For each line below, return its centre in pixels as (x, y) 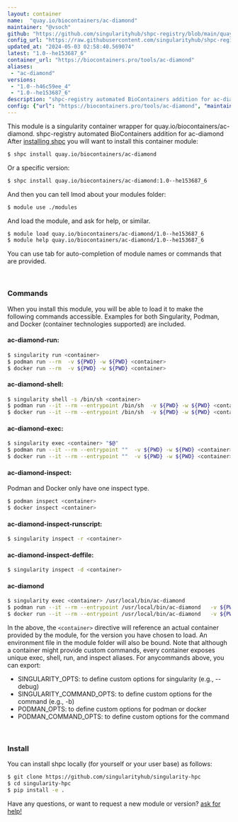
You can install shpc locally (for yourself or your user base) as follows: (110, 764)
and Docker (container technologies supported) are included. (97, 324)
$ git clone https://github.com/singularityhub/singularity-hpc (104, 777)
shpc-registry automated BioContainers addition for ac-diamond (130, 133)
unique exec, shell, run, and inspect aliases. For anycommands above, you (116, 657)
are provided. (27, 261)
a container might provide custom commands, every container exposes (111, 650)
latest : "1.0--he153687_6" (47, 54)
